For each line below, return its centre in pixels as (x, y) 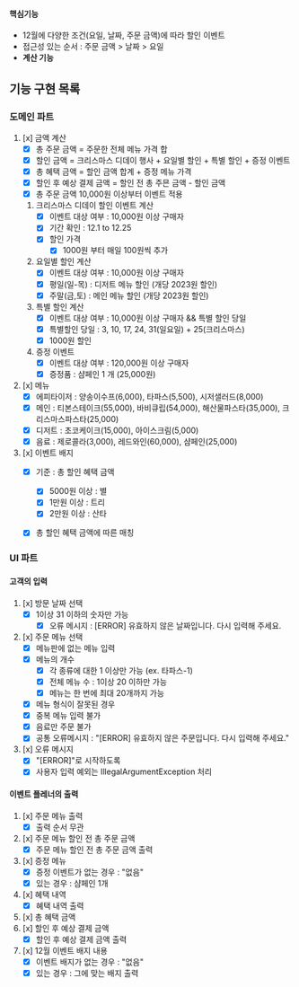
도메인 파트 (32, 117)
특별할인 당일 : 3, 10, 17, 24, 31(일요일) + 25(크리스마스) (147, 329)
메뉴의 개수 (55, 659)
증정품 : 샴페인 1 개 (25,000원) (102, 374)
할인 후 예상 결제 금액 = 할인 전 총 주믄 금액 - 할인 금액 (131, 183)
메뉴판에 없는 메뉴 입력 (75, 648)
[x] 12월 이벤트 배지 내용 (65, 951)
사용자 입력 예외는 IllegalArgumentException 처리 (124, 771)
